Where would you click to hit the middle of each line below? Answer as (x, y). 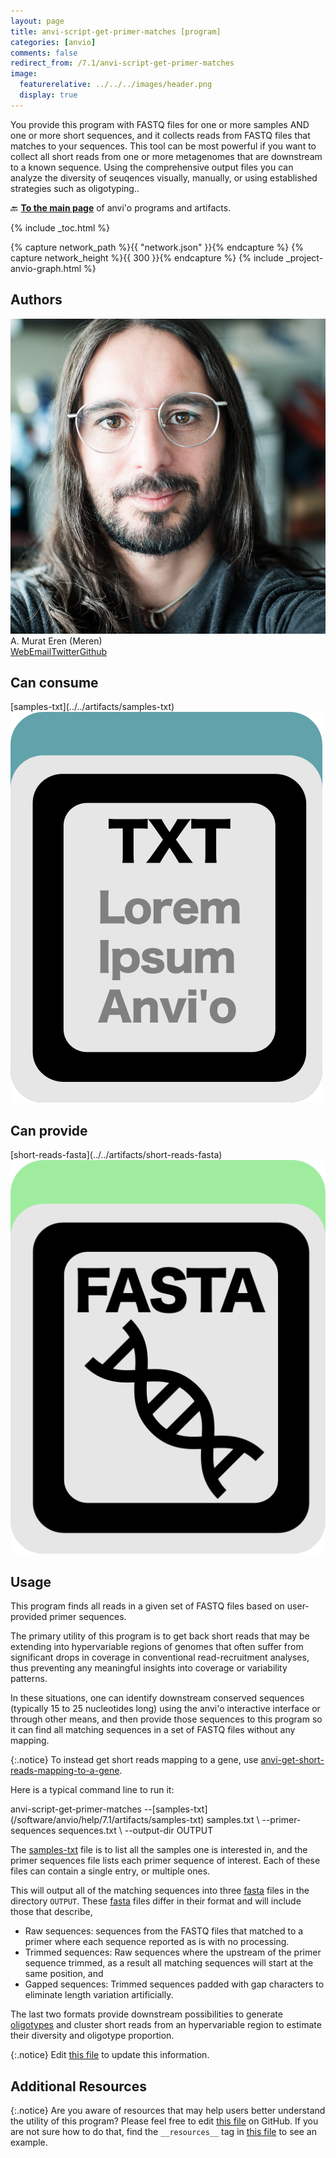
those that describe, (51, 1912)
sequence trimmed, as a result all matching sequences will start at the (169, 1963)
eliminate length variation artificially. (99, 1995)
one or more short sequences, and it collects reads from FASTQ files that (160, 135)
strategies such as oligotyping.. (75, 188)
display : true (48, 95)
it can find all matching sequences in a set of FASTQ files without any (153, 1730)
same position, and (64, 1974)
